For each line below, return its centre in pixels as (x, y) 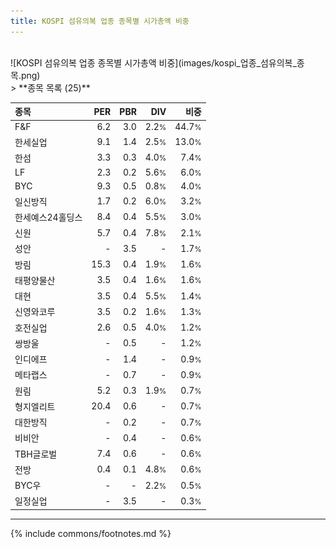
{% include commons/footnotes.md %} (91, 533)
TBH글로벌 (36, 454)
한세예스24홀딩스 (48, 217)
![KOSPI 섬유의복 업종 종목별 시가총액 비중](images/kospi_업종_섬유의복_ (153, 62)
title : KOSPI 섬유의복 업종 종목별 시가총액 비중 (100, 21)
